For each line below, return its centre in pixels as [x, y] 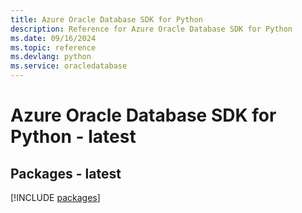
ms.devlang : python [51, 57]
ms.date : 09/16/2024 [53, 38]
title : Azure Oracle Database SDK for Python [106, 19]
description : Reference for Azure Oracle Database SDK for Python [151, 29]
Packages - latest [66, 173]
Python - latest [73, 137]
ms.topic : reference [53, 47]
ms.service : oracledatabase [69, 66]
